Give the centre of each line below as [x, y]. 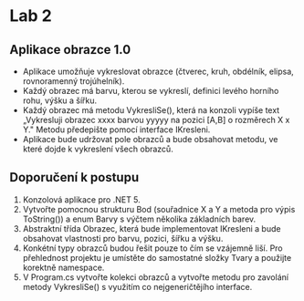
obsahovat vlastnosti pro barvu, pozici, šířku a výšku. [123, 238]
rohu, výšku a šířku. [60, 100]
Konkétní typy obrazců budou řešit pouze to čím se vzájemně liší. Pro [152, 248]
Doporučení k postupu [74, 177]
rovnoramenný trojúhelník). [73, 81]
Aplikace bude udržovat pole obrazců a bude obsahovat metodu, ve [150, 139]
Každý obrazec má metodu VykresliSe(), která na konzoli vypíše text [151, 110]
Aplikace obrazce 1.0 [70, 50]
